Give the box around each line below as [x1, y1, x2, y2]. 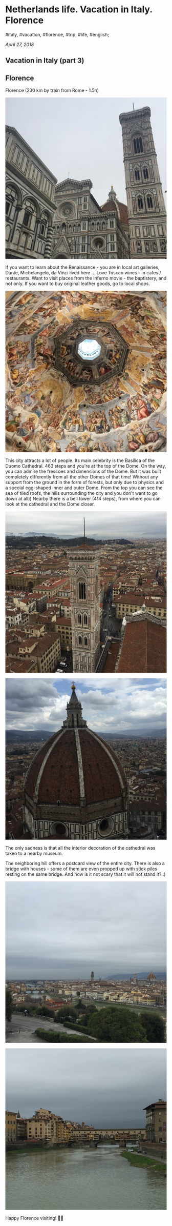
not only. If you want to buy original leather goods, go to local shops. [5, 280, 150, 287]
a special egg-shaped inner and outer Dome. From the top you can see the [5, 485, 163, 491]
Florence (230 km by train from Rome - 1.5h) [5, 87, 99, 93]
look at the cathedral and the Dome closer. [5, 501, 95, 507]
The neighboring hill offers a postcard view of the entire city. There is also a [5, 860, 165, 867]
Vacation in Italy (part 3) [5, 56, 84, 65]
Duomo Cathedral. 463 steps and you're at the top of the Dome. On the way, [5, 463, 166, 469]
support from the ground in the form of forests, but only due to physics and [5, 479, 164, 486]
